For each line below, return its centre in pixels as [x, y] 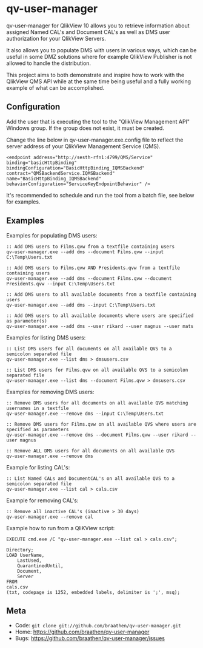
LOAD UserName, [25, 555]
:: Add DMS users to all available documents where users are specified [100, 315]
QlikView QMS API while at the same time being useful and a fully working [99, 81]
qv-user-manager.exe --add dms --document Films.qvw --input [85, 252]
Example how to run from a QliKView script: [61, 528]
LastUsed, [30, 561]
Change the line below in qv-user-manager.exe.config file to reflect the [95, 140]
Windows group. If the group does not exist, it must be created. [85, 128]
